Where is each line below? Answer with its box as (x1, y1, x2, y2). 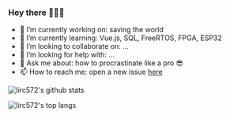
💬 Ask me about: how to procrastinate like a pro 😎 (19, 58, 183, 68)
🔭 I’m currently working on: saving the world (19, 25, 164, 35)
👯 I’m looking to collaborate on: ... (19, 42, 129, 51)
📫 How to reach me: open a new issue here (19, 67, 164, 77)
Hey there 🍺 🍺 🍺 (8, 7, 65, 18)
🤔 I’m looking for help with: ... (19, 50, 115, 60)
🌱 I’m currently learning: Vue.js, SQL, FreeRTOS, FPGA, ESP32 (19, 33, 223, 42)
